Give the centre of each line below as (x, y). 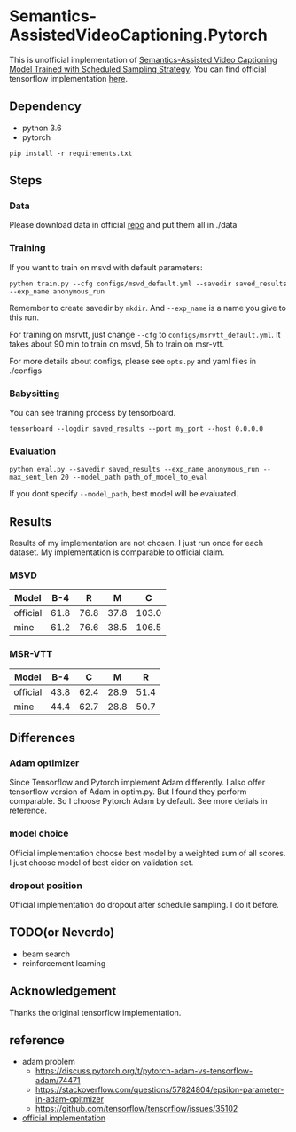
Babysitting (35, 394)
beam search (46, 954)
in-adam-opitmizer (70, 1099)
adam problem (48, 1062)
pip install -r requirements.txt (71, 153)
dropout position (46, 886)
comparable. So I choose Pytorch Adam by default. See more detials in (138, 801)
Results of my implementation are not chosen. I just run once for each (136, 543)
